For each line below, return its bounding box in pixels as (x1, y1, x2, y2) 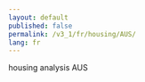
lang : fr (8, 37, 41, 47)
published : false (8, 21, 73, 30)
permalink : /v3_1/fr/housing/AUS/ (8, 29, 137, 38)
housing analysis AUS (8, 62, 88, 73)
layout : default (8, 12, 68, 22)
